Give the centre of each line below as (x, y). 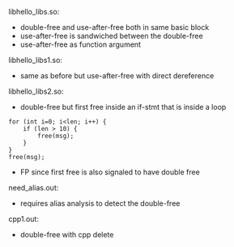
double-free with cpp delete (67, 234)
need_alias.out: (34, 188)
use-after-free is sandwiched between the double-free (112, 36)
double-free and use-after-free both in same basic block (115, 27)
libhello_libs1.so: (36, 60)
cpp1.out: (23, 219)
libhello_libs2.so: (36, 91)
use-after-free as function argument (81, 44)
